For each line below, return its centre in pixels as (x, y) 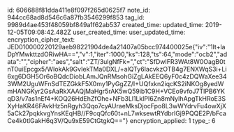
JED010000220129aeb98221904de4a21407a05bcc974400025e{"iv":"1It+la (116, 47)
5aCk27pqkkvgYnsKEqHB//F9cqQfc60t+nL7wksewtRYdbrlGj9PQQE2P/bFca (117, 113)
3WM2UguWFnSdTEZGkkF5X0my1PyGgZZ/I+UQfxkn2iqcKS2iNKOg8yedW (116, 84)
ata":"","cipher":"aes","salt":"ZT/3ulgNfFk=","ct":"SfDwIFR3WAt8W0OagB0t (116, 61)
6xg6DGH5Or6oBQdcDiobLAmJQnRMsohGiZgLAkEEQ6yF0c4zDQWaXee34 (117, 76)
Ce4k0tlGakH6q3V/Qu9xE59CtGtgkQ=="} (68, 121)
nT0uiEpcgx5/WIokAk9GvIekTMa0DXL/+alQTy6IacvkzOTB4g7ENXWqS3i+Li (117, 69)
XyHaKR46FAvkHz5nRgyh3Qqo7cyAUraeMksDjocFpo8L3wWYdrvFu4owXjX (117, 106)
